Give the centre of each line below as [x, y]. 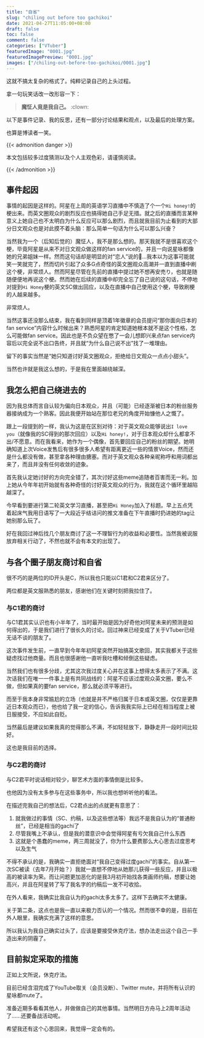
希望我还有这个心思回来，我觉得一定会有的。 [62, 1029]
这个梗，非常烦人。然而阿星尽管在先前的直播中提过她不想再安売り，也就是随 [102, 272]
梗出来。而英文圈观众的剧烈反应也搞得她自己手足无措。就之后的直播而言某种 [102, 213]
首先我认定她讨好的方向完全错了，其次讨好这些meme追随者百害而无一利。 [99, 477]
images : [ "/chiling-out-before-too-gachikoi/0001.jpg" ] [78, 63]
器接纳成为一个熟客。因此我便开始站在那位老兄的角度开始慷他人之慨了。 [97, 413]
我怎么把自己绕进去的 [46, 390]
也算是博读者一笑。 [30, 132]
